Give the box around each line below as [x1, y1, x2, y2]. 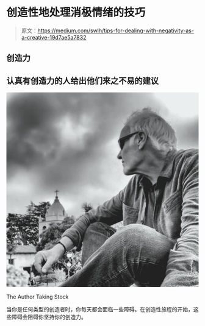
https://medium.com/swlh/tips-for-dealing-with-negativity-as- [37, 27, 194, 34]
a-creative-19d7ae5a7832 [21, 34, 87, 41]
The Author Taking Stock [6, 293, 69, 300]
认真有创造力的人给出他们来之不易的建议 [6, 76, 159, 86]
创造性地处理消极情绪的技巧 [6, 5, 146, 19]
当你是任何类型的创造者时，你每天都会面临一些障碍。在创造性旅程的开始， [6, 306, 193, 313]
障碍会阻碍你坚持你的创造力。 [11, 313, 87, 321]
